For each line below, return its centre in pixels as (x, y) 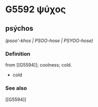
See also (16, 88)
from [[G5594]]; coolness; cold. (39, 65)
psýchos (19, 28)
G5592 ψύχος (36, 9)
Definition (18, 54)
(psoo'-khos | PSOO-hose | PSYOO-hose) (49, 40)
